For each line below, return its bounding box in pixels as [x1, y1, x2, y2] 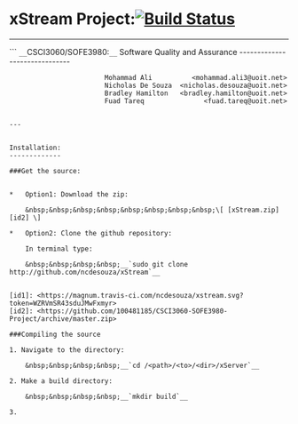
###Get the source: [9, 166, 82, 175]
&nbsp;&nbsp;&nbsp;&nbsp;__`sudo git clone [25, 260, 189, 268]
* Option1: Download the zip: [9, 189, 129, 199]
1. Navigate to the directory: [9, 345, 125, 355]
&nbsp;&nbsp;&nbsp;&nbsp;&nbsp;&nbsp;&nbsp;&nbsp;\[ [25, 205, 224, 214]
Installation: [9, 143, 62, 152]
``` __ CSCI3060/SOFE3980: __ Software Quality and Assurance [9, 46, 238, 57]
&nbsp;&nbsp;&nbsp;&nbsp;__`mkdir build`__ [25, 392, 189, 401]
